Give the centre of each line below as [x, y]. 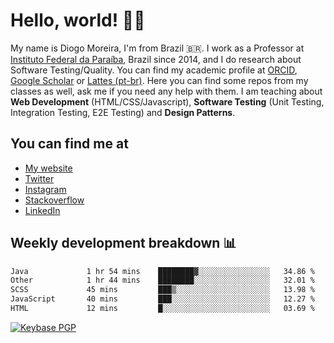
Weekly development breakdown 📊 [123, 243]
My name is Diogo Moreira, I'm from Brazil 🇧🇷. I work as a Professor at [157, 48]
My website [48, 168]
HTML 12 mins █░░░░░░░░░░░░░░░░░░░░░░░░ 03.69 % [162, 309]
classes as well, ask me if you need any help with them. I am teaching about [166, 91]
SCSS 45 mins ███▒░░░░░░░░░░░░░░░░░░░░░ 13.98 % [162, 290]
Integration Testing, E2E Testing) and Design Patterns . [123, 112]
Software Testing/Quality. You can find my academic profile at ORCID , [154, 70]
